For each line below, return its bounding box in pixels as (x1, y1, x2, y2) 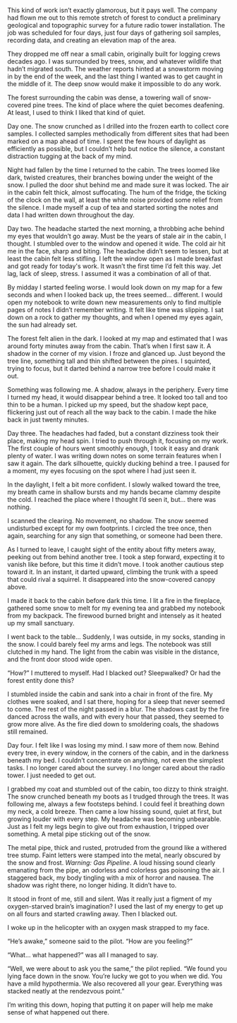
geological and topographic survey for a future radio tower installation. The (7, 21, 226, 29)
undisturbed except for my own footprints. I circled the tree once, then (7, 524, 212, 532)
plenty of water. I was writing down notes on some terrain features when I (7, 452, 221, 460)
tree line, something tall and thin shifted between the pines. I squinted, (7, 357, 212, 365)
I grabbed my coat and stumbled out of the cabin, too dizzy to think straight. (7, 785, 229, 793)
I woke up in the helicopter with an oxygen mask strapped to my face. (7, 923, 209, 931)
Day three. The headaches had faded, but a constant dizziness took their (7, 429, 219, 437)
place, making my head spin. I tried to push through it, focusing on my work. (7, 437, 229, 445)
